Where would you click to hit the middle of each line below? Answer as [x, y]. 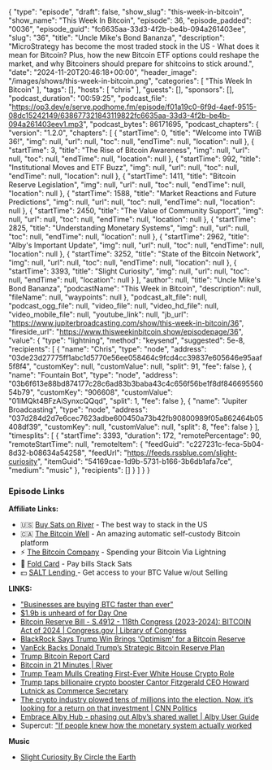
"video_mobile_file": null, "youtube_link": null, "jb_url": [99, 314]
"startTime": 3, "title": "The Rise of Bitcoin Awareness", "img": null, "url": [129, 150]
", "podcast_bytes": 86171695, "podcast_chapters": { [171, 124]
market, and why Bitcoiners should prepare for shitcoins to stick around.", [131, 63]
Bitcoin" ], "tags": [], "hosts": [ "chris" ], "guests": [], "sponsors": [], [121, 90]
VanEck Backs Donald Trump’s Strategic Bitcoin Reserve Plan [123, 648]
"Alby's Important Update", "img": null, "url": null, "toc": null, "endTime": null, [136, 245]
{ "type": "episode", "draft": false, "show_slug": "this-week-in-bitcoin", [126, 12]
